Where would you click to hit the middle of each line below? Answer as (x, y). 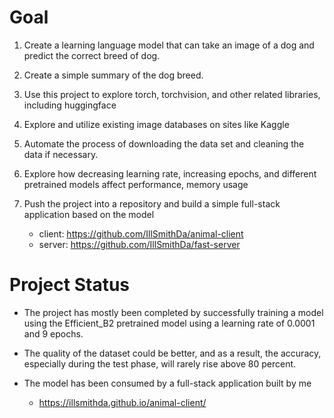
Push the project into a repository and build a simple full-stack (152, 203)
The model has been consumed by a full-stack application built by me (167, 383)
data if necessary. (61, 154)
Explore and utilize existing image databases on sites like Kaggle (156, 124)
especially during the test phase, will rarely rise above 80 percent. (160, 363)
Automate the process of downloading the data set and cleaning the (164, 143)
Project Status (70, 285)
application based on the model (89, 214)
